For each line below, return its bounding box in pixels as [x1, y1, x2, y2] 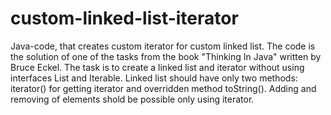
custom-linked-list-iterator [10, 7, 239, 30]
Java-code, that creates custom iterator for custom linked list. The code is [10, 40, 316, 52]
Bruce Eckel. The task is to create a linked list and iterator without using [10, 61, 305, 73]
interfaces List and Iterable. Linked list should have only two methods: [10, 72, 298, 84]
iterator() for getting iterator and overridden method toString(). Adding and [10, 82, 317, 94]
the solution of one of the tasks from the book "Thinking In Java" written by [10, 50, 322, 62]
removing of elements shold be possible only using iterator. [10, 93, 255, 105]
